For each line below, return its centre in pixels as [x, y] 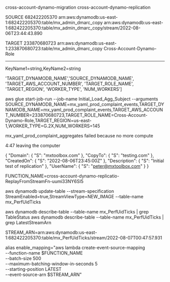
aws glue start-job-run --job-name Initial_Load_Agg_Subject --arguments [82, 99]
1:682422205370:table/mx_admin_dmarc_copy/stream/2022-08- [73, 28]
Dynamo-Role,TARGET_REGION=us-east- [49, 120]
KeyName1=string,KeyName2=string [43, 68]
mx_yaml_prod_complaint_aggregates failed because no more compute [79, 136]
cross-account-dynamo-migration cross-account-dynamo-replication [78, 7]
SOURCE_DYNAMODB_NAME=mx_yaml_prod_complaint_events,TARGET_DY [85, 104]
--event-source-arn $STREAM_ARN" [44, 274]
